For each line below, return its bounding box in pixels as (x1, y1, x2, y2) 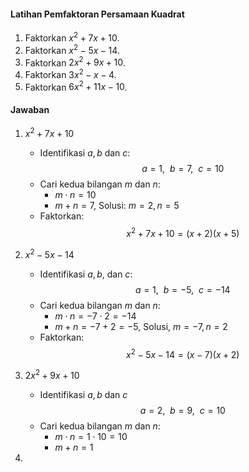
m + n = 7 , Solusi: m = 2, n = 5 (54, 200, 180, 212)
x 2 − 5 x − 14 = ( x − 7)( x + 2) (126, 346, 240, 360)
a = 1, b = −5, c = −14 (134, 283, 231, 295)
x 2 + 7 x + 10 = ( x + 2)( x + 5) (126, 226, 240, 239)
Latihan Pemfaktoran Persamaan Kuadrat (10, 8, 185, 20)
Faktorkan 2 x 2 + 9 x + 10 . (24, 55, 126, 69)
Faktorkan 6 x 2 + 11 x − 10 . (24, 79, 128, 93)
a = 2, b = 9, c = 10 (139, 404, 226, 416)
